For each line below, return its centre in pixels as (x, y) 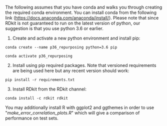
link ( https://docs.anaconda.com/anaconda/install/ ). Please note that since (82, 18)
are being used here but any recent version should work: (71, 70)
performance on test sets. (32, 118)
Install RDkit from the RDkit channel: (49, 89)
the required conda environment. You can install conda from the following (81, 12)
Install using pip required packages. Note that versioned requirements (84, 65)
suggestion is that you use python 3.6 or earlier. (54, 28)
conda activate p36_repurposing (39, 56)
